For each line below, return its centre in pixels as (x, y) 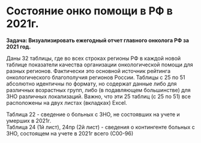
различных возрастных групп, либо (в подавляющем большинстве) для (98, 90)
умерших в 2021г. (29, 120)
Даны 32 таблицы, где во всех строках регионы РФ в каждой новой (94, 58)
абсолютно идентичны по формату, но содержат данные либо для (91, 83)
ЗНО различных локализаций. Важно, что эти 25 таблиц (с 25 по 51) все (98, 96)
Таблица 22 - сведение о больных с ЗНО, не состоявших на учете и (93, 114)
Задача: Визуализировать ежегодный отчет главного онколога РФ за (97, 40)
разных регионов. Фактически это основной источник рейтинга (88, 71)
